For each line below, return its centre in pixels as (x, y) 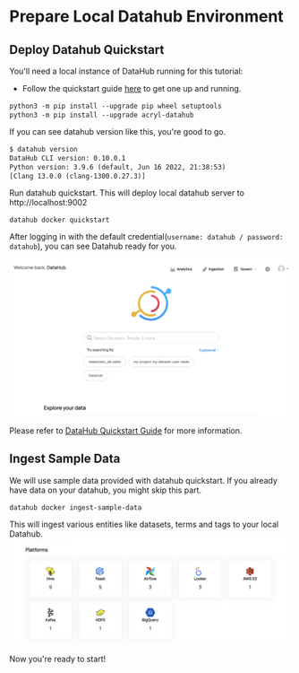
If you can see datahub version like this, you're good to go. (118, 131)
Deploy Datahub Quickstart (87, 50)
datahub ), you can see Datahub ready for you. (93, 246)
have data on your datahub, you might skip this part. (106, 490)
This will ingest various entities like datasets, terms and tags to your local (144, 524)
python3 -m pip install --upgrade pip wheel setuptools (115, 106)
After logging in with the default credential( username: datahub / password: (146, 236)
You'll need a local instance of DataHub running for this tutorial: (126, 71)
